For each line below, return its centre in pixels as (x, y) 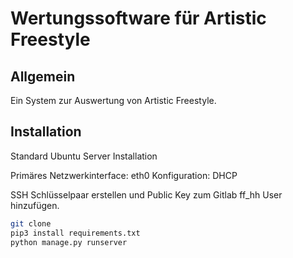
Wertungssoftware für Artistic (138, 18)
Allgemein (43, 76)
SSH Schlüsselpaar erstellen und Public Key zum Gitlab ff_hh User (146, 194)
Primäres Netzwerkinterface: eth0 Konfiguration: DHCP (124, 175)
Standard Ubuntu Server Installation (84, 156)
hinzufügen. (35, 205)
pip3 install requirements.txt (75, 233)
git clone (31, 223)
